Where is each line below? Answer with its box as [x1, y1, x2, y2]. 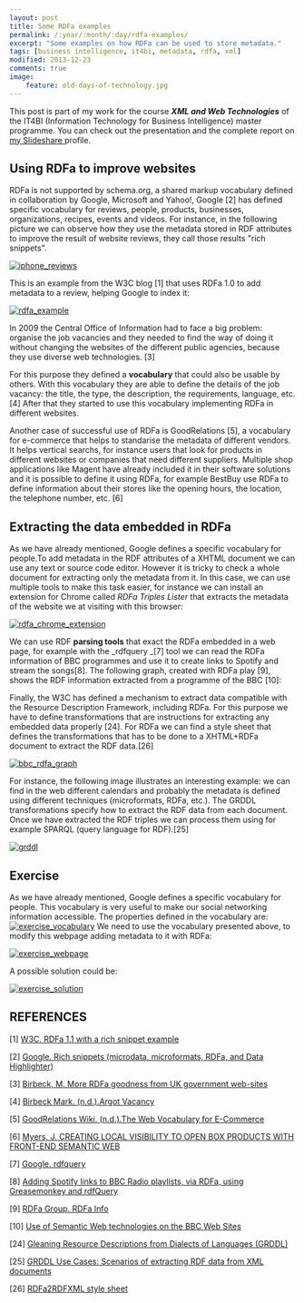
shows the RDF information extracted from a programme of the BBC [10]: [9, 675, 282, 686]
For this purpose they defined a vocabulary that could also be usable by [9, 369, 280, 380]
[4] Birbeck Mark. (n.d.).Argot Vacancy [9, 1095, 155, 1107]
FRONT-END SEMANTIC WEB [9, 1141, 121, 1151]
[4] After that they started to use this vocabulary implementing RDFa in [9, 398, 274, 409]
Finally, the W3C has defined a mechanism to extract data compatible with [9, 692, 288, 703]
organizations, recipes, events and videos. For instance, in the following [9, 214, 278, 225]
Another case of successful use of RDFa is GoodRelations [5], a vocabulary [9, 426, 291, 436]
